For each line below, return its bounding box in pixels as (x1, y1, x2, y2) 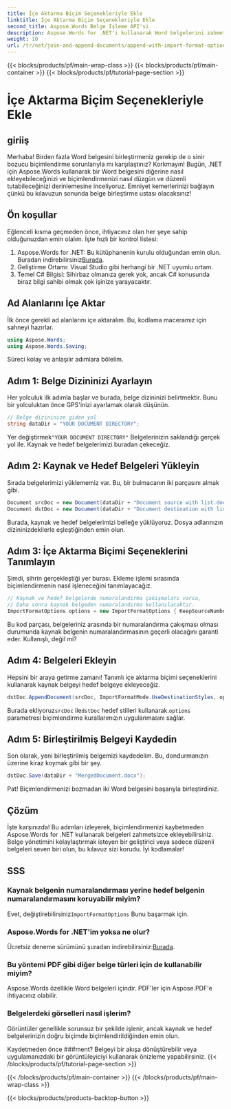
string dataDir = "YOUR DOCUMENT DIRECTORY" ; (7, 421, 140, 428)
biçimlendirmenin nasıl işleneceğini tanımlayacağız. (7, 581, 153, 590)
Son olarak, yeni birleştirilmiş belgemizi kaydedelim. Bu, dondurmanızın (7, 752, 209, 760)
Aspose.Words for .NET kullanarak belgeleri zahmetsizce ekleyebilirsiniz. (7, 831, 214, 839)
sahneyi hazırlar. (7, 323, 54, 331)
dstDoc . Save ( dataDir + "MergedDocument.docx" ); (7, 772, 146, 779)
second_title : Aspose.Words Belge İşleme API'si (7, 23, 149, 30)
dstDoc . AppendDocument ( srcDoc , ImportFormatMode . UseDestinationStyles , (7, 694, 217, 701)
